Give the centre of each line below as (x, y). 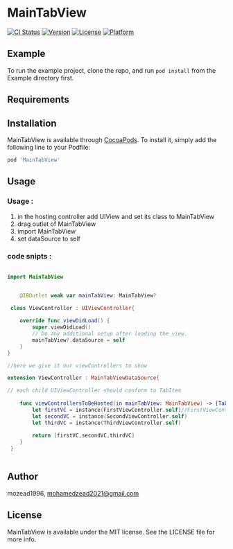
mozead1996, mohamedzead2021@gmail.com (73, 493)
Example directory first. (41, 78)
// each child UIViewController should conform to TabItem (94, 391)
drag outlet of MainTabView (57, 224)
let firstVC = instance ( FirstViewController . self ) (107, 410)
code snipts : (29, 256)
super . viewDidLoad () (62, 327)
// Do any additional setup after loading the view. (110, 334)
